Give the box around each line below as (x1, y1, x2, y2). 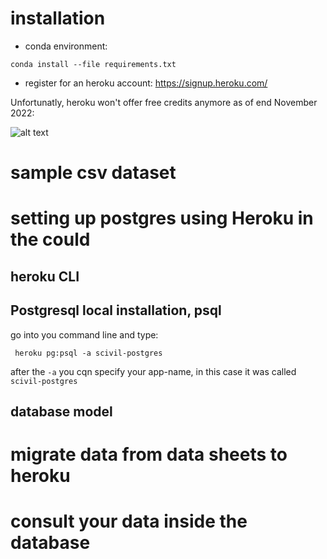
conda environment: (24, 40, 108, 52)
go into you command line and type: (10, 328, 159, 341)
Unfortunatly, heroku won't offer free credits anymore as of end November (10, 96, 318, 108)
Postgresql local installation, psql (10, 302, 222, 319)
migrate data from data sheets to (10, 443, 288, 466)
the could (10, 228, 91, 251)
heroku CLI (10, 268, 80, 285)
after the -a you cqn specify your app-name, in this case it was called (10, 365, 297, 377)
